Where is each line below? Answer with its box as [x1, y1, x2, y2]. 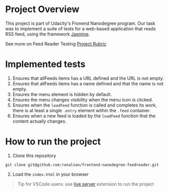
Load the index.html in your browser [12, 171, 89, 177]
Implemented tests [5, 59, 86, 70]
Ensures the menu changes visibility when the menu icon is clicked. [12, 97, 153, 103]
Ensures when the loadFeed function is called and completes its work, [12, 102, 157, 108]
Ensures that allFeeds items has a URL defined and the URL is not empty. [12, 75, 164, 81]
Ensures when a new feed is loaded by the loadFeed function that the [12, 113, 156, 119]
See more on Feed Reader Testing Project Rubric [5, 40, 107, 46]
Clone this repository [12, 153, 57, 159]
